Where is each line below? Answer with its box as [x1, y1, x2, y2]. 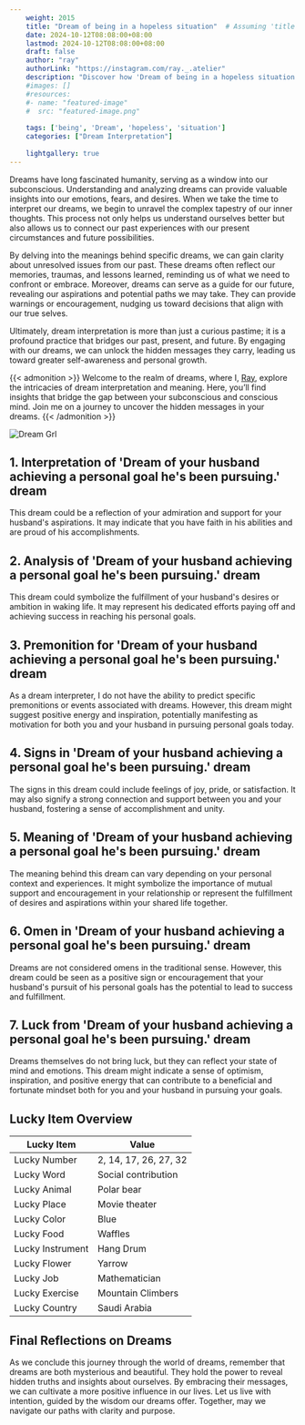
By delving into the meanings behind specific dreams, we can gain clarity [9, 250, 284, 261]
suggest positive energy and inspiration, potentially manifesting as [9, 710, 259, 721]
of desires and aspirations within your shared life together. [9, 897, 229, 907]
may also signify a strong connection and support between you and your [9, 794, 282, 805]
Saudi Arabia [97, 1302, 153, 1315]
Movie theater [97, 1198, 158, 1211]
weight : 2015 [25, 13, 76, 23]
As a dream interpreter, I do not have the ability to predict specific [9, 690, 257, 702]
